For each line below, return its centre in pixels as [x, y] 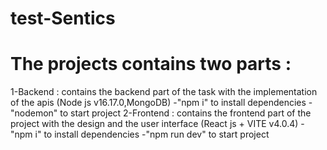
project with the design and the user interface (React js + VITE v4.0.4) [154, 124]
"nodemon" [34, 113]
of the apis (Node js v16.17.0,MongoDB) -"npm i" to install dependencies [158, 103]
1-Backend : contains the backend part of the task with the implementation [164, 92]
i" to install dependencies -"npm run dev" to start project [152, 134]
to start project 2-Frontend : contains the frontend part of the [185, 113]
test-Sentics [63, 18]
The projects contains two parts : [151, 64]
